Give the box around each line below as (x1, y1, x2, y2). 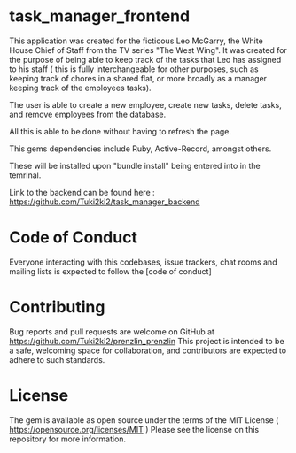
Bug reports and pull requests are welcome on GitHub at (9, 326, 215, 337)
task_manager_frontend (9, 6, 191, 27)
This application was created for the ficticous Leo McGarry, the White (9, 35, 263, 46)
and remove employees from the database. (9, 109, 167, 119)
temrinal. (9, 170, 42, 180)
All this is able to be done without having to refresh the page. (9, 126, 232, 136)
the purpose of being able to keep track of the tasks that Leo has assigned (9, 54, 282, 65)
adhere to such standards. (9, 354, 105, 365)
